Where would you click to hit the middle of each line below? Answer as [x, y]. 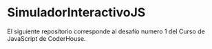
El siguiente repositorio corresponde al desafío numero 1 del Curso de [106, 31]
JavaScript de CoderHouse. [46, 38]
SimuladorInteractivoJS [76, 13]
